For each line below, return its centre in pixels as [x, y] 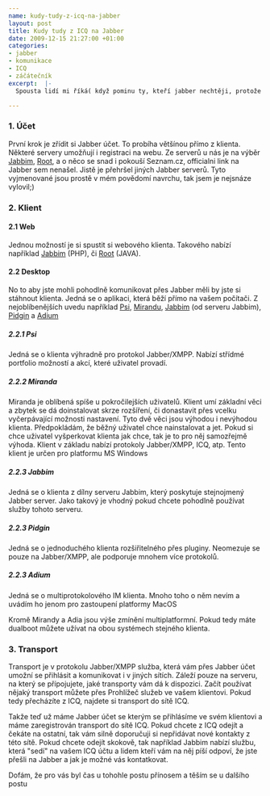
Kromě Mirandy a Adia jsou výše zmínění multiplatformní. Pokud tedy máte [132, 619]
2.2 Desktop [29, 272]
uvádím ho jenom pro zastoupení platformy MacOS [93, 604]
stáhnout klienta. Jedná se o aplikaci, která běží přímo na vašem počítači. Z [133, 298]
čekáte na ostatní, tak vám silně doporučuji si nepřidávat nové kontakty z [129, 734]
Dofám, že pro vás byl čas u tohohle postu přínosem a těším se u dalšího [129, 775]
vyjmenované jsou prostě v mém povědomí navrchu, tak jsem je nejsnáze [130, 178]
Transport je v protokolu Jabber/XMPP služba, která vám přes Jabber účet [132, 667]
